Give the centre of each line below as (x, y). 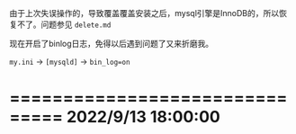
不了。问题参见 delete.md (64, 24)
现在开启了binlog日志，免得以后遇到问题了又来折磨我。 (112, 44)
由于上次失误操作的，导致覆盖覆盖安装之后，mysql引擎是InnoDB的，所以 (144, 13)
